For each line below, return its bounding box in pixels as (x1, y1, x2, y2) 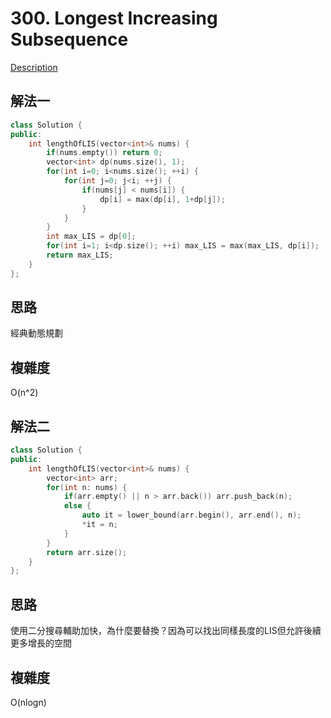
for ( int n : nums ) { (46, 482, 128, 492)
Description (10, 61, 58, 73)
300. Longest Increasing (10, 7, 218, 30)
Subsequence (10, 28, 129, 51)
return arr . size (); (46, 547, 128, 557)
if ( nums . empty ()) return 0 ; (46, 148, 163, 158)
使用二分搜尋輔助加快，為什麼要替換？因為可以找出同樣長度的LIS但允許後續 (10, 625, 322, 637)
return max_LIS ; (46, 250, 114, 260)
